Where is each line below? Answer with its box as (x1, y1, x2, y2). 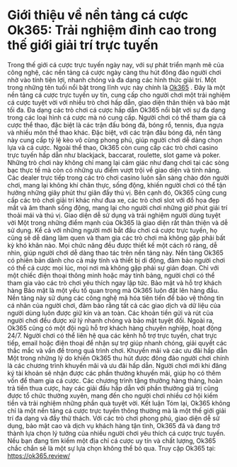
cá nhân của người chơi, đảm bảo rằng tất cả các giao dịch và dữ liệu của (7, 301, 221, 309)
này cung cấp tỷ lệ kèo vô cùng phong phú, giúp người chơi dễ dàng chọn (7, 135, 223, 144)
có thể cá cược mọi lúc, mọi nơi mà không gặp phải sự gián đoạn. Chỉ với (7, 263, 219, 272)
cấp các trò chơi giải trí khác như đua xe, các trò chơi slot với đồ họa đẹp (7, 195, 220, 204)
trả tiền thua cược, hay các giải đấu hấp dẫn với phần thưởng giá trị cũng (7, 384, 219, 392)
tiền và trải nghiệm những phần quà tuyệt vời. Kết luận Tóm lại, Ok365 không (7, 398, 231, 407)
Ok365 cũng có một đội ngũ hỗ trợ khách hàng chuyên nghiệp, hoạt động (7, 323, 222, 332)
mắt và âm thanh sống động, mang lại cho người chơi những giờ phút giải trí (7, 203, 228, 212)
